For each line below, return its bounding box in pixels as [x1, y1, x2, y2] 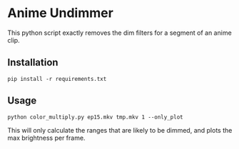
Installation [7, 57, 59, 69]
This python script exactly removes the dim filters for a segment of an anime [7, 28, 232, 37]
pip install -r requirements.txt [7, 75, 107, 82]
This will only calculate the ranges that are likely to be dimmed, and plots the [7, 126, 233, 134]
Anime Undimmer [7, 5, 114, 21]
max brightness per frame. [7, 133, 86, 142]
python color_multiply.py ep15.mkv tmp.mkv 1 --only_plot [7, 114, 183, 121]
